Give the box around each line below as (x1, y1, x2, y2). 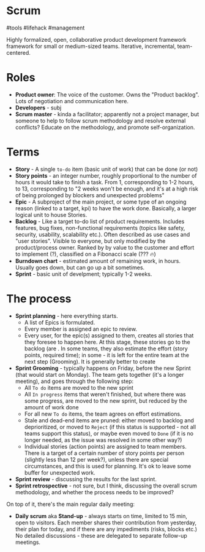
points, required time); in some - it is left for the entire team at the (24, 351, 190, 358)
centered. (6, 49, 31, 56)
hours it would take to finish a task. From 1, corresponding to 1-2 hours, (15, 178, 195, 186)
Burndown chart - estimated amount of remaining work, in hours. (15, 257, 181, 264)
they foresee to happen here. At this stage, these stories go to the (24, 338, 191, 345)
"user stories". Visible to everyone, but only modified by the (15, 237, 166, 245)
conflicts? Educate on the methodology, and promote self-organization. (15, 124, 195, 131)
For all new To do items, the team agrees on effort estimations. (24, 410, 182, 417)
